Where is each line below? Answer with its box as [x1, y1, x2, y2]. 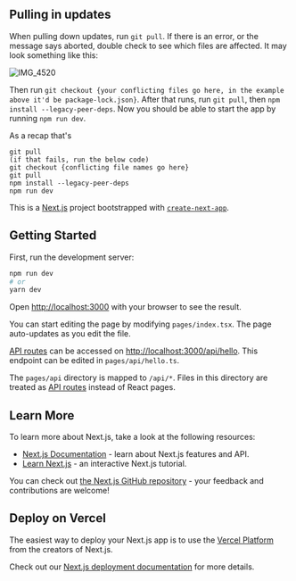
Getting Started [9, 228, 97, 244]
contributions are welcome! [9, 486, 110, 496]
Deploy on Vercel [9, 510, 107, 526]
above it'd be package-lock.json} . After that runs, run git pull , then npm [9, 94, 281, 104]
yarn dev [9, 286, 42, 295]
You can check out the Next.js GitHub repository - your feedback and [9, 476, 265, 486]
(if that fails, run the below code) [9, 155, 150, 164]
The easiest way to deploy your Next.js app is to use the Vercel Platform [9, 535, 275, 545]
